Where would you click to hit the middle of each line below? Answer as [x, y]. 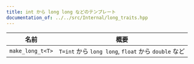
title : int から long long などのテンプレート [61, 12]
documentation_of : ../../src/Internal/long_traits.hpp [77, 18]
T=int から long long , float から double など [122, 51]
